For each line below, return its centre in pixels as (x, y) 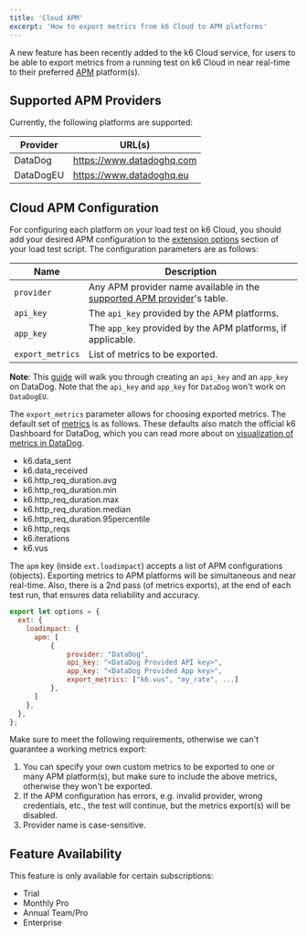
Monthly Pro (46, 903)
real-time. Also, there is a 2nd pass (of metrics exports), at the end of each (150, 585)
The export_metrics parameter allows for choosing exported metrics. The (148, 414)
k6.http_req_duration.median (76, 510)
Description (191, 272)
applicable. (112, 340)
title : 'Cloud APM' (47, 18)
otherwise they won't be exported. (87, 786)
